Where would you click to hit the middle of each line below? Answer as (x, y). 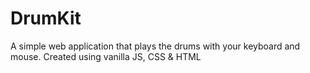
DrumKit (46, 18)
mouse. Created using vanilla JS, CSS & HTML (106, 56)
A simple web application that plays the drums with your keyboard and (155, 46)
